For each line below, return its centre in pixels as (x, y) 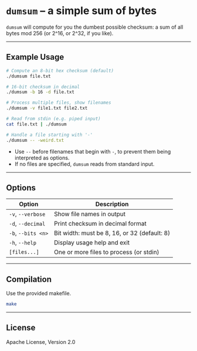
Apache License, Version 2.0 (41, 342)
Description (112, 205)
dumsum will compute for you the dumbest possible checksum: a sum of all (95, 27)
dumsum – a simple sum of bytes (81, 11)
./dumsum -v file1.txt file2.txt (47, 108)
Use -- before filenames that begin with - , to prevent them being (93, 151)
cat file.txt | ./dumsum (36, 124)
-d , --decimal (27, 224)
